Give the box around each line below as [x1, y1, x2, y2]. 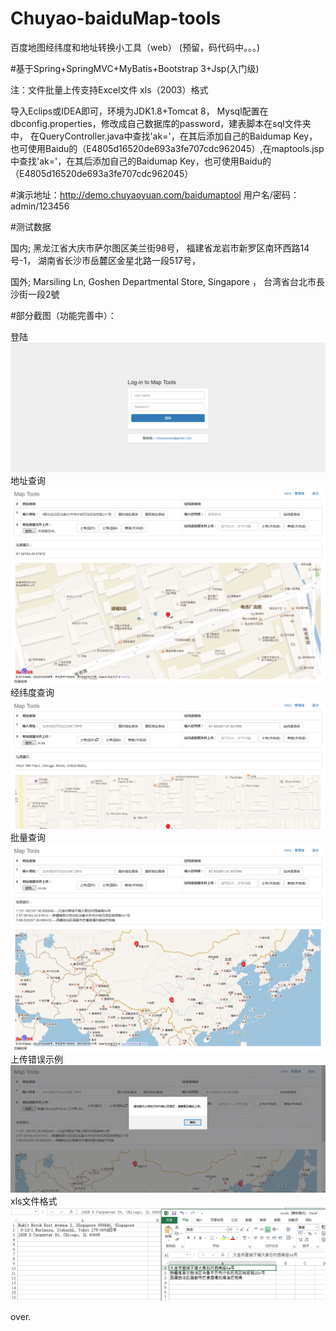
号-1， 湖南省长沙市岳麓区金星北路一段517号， [10, 254, 201, 266]
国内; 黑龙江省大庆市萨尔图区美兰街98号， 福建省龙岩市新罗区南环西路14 [10, 242, 310, 254]
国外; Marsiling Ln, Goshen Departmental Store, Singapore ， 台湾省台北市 [10, 275, 317, 287]
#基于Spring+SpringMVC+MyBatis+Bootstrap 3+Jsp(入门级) [10, 62, 260, 74]
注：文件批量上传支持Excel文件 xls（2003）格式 [10, 83, 209, 96]
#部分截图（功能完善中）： [10, 309, 117, 321]
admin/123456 [10, 200, 70, 212]
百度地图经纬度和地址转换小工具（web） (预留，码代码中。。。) [10, 41, 261, 53]
